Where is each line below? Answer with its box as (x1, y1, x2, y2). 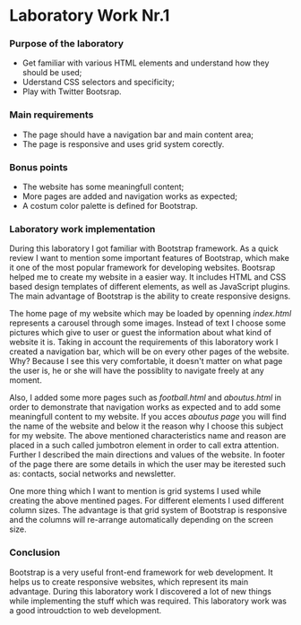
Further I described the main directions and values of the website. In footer (9, 449, 286, 460)
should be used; (21, 67, 82, 78)
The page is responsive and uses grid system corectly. (21, 138, 225, 149)
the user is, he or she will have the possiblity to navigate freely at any (9, 365, 264, 377)
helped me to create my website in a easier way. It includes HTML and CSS (9, 272, 287, 282)
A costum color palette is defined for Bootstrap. (21, 201, 199, 212)
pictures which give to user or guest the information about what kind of (9, 327, 271, 338)
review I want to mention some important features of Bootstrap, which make (9, 253, 289, 264)
